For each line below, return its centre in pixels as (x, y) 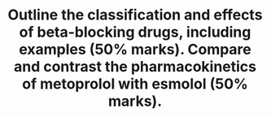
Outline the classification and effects (135, 15)
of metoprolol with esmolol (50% (135, 84)
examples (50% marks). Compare (135, 50)
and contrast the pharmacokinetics (135, 67)
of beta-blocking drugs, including (135, 32)
